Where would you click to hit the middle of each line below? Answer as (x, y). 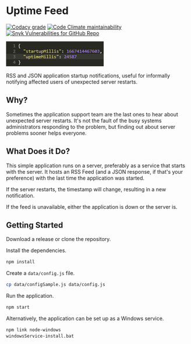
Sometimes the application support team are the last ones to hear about (92, 114)
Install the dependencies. (36, 250)
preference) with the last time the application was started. (75, 178)
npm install (20, 262)
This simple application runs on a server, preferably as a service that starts (95, 166)
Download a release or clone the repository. (59, 239)
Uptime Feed (37, 11)
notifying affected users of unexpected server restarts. (72, 82)
